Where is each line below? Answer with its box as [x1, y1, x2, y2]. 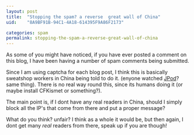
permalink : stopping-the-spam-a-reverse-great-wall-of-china [6, 35, 158, 41]
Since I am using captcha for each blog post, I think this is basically [6, 69, 168, 76]
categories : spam [6, 30, 49, 35]
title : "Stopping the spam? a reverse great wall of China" [6, 14, 161, 20]
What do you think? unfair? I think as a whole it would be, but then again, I [6, 116, 184, 123]
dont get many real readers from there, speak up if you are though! [6, 122, 168, 129]
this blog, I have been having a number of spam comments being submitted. [6, 58, 189, 65]
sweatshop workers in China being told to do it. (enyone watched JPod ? [6, 75, 179, 82]
